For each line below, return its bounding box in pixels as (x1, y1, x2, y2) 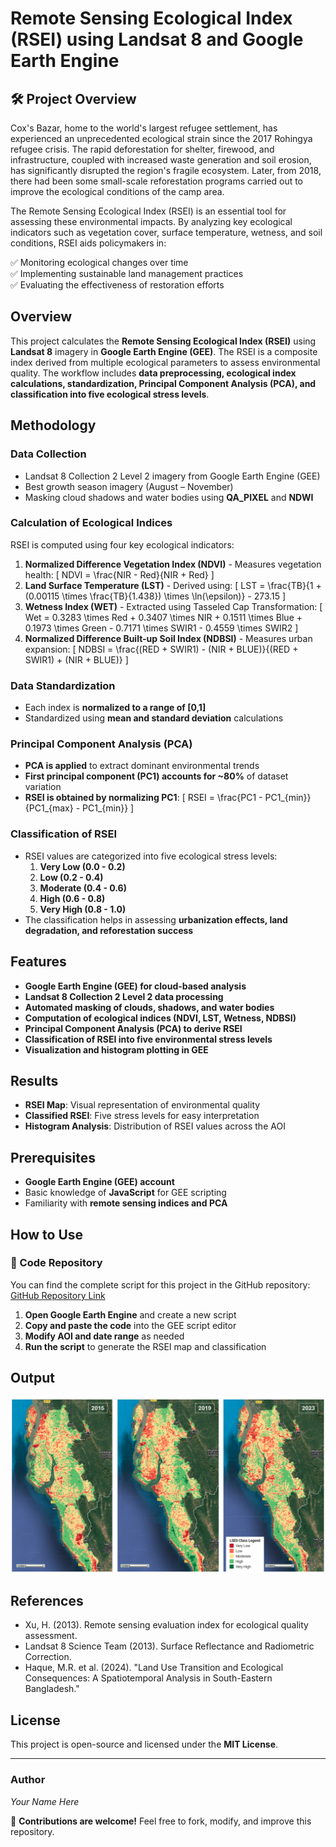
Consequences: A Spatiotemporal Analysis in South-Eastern (24, 1672, 273, 1684)
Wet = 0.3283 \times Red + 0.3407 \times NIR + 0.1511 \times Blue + (24, 611, 303, 623)
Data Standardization (10, 678, 116, 692)
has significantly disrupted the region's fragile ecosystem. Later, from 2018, (10, 165, 322, 176)
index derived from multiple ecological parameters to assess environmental (10, 356, 321, 368)
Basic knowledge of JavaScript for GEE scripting (24, 1187, 227, 1199)
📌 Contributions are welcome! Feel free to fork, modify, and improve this (10, 1815, 312, 1827)
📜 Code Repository (10, 1256, 103, 1270)
